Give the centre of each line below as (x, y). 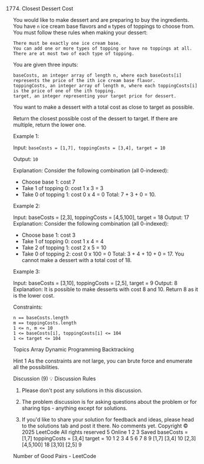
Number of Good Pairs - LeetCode (55, 456)
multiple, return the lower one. (50, 125)
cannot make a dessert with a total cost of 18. (77, 260)
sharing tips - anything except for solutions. (74, 408)
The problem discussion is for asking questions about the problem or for (109, 402)
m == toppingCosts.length (45, 323)
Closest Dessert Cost (47, 9)
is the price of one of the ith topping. (65, 91)
